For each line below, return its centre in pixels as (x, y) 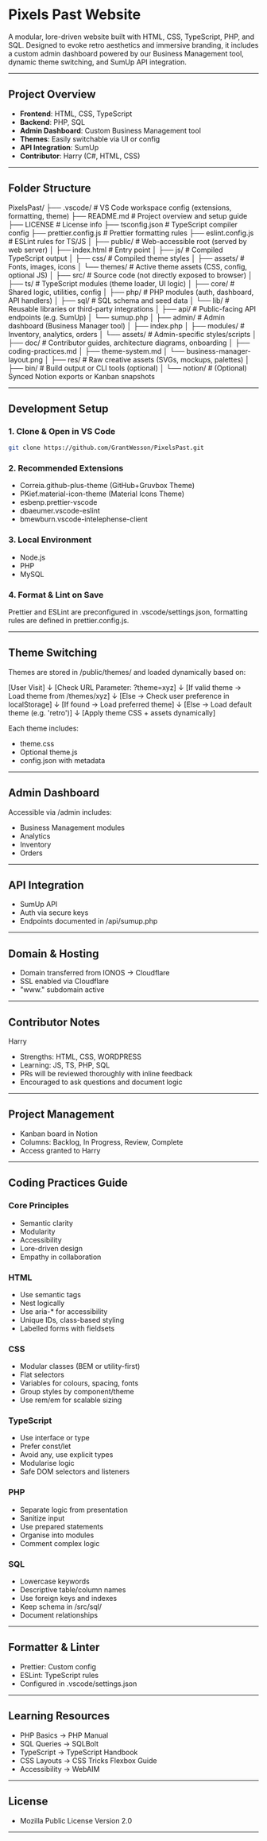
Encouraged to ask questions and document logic (101, 1082)
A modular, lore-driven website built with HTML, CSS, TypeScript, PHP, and (131, 37)
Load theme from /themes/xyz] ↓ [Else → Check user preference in (119, 696)
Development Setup (58, 408)
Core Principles (39, 1206)
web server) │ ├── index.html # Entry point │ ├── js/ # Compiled (116, 250)
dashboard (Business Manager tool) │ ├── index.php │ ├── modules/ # (126, 326)
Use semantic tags (50, 1294)
